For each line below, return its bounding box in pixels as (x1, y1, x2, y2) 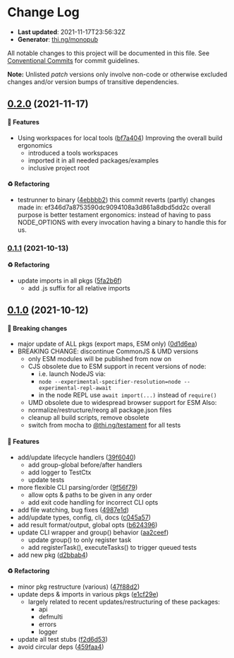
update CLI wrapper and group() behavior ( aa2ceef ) (17, 528, 169, 536)
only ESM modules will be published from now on (27, 355, 171, 363)
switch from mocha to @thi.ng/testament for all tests (27, 421, 181, 430)
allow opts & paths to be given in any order (27, 490, 153, 499)
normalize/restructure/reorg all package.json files (27, 406, 172, 414)
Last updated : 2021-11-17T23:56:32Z (17, 28, 125, 36)
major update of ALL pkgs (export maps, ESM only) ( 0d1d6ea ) (17, 340, 197, 348)
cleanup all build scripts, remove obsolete (27, 413, 149, 422)
